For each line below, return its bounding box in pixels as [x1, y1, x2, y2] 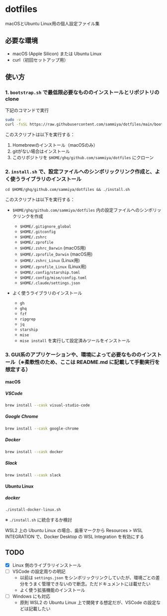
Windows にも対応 [12, 593, 51, 599]
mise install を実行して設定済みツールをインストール [19, 338, 131, 344]
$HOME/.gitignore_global [19, 224, 72, 229]
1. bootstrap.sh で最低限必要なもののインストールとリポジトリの [5, 89, 160, 96]
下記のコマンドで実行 [5, 107, 49, 113]
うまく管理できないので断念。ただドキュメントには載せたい [28, 581, 151, 587]
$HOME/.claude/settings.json [19, 281, 81, 286]
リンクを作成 [16, 213, 43, 219]
